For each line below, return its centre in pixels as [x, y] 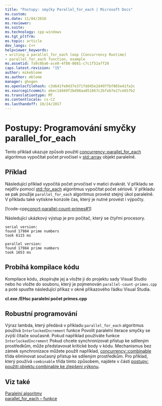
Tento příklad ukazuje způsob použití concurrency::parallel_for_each [73, 152]
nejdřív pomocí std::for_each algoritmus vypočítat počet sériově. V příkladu [80, 189]
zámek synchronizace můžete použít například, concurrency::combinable [78, 351]
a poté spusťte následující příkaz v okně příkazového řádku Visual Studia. [78, 289]
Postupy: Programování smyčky [71, 128]
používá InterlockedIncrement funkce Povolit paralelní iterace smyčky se [78, 330]
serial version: [21, 227]
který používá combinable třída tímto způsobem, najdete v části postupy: [77, 361]
